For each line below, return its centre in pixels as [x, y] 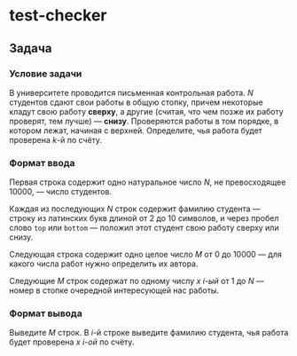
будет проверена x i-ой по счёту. [72, 342]
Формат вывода [46, 313]
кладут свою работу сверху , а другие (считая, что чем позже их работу [146, 111]
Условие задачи [46, 74]
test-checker [58, 16]
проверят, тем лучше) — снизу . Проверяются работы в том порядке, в [144, 121]
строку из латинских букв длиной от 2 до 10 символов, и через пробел [144, 218]
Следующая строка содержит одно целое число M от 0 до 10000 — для [145, 255]
